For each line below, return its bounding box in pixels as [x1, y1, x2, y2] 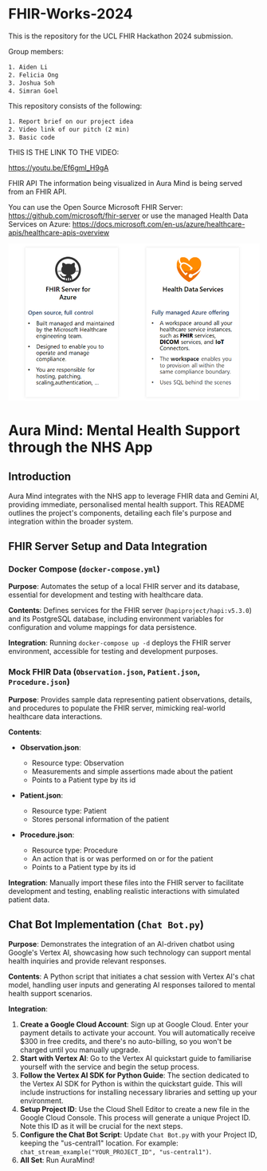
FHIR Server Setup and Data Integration [8, 540, 208, 553]
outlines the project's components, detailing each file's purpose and [8, 508, 233, 517]
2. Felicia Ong [8, 71, 59, 79]
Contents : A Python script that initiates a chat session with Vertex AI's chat [8, 971, 255, 981]
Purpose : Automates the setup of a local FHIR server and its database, [8, 582, 241, 591]
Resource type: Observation [31, 758, 124, 767]
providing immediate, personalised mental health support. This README [8, 500, 245, 509]
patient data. [8, 895, 50, 904]
